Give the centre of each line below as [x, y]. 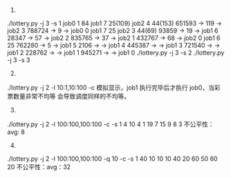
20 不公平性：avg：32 [39, 167]
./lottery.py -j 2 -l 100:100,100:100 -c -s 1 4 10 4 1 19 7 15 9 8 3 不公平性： [111, 124]
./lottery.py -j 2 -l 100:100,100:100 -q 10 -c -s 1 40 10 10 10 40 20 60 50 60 [112, 159]
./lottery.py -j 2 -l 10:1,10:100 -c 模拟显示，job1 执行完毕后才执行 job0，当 [111, 88]
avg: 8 [16, 132]
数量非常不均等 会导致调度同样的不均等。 [71, 96]
